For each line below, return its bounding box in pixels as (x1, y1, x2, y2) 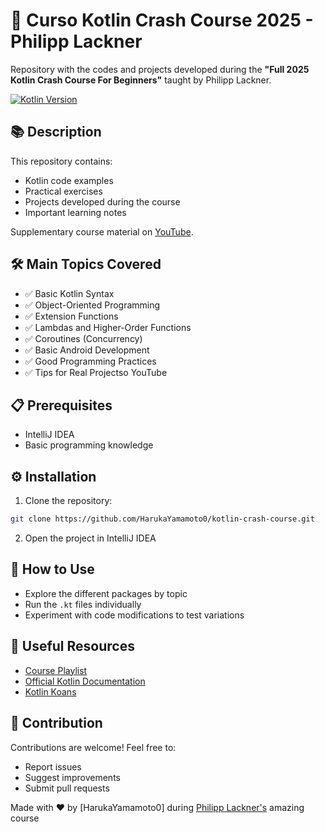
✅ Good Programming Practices (24, 355, 157, 367)
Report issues (24, 760, 82, 773)
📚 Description (10, 124, 102, 141)
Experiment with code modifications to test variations (24, 609, 245, 621)
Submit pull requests (24, 782, 110, 794)
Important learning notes (24, 206, 127, 218)
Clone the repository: (24, 495, 113, 507)
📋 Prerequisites (10, 397, 113, 414)
